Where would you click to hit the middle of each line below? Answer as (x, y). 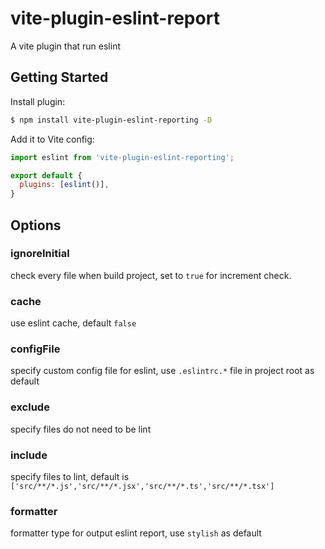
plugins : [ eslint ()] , (64, 185)
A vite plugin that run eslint (66, 46)
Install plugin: (38, 101)
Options (36, 225)
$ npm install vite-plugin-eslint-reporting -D (111, 120)
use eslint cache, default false (73, 323)
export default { (46, 175)
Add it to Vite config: (52, 139)
